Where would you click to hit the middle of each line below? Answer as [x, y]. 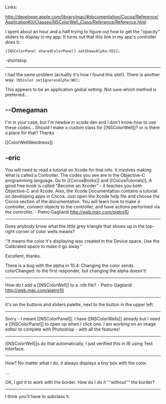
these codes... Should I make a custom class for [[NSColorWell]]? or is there [83, 127]
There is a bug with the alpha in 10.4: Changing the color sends [69, 265]
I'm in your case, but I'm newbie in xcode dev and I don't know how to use [81, 122]
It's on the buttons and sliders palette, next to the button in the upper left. [80, 304]
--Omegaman [26, 110]
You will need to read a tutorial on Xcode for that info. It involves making [78, 170]
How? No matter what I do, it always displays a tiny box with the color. [76, 363]
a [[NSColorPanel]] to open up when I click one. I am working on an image [81, 324]
